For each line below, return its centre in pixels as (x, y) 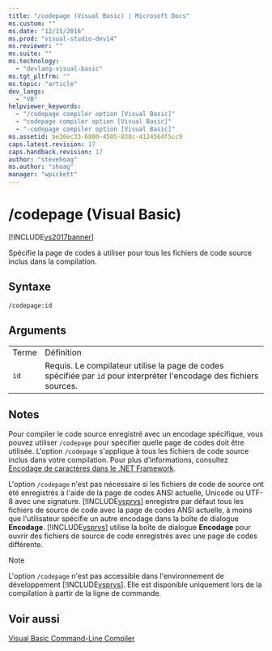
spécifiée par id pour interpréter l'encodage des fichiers (152, 376)
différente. (25, 545)
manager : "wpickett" (43, 175)
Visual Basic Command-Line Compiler (72, 639)
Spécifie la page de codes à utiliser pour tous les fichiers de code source (130, 252)
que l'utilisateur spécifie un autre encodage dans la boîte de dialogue (123, 519)
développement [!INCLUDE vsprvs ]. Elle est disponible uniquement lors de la (135, 584)
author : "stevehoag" (43, 159)
